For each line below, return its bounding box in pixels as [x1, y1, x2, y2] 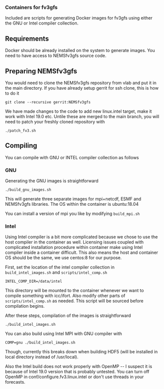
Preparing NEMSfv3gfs [5, 67, 77, 75]
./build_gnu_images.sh [5, 188, 51, 193]
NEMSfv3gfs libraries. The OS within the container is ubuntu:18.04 [5, 201, 139, 207]
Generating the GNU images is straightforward [5, 178, 99, 184]
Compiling [5, 142, 38, 150]
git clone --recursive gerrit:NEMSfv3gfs [5, 99, 91, 104]
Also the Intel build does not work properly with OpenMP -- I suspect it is [5, 364, 153, 369]
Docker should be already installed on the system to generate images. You [5, 48, 155, 53]
